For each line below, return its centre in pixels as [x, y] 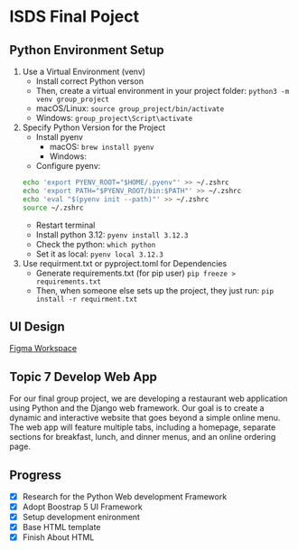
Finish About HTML [58, 537]
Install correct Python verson [90, 81]
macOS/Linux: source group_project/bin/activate [130, 108]
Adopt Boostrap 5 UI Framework [82, 507]
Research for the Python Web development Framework [125, 496]
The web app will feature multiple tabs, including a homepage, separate [143, 427]
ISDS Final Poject [74, 17]
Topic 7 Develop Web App [84, 377]
